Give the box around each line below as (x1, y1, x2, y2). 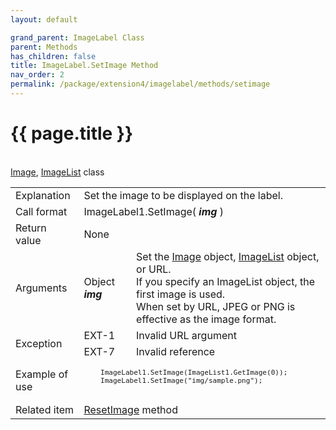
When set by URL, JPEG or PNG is (136, 299, 296, 313)
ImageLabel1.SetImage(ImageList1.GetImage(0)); (99, 367, 288, 377)
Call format (15, 204, 68, 218)
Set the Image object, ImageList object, (136, 249, 320, 263)
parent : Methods (10, 42, 78, 52)
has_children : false (10, 51, 97, 61)
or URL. (136, 262, 172, 276)
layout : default (10, 14, 78, 25)
